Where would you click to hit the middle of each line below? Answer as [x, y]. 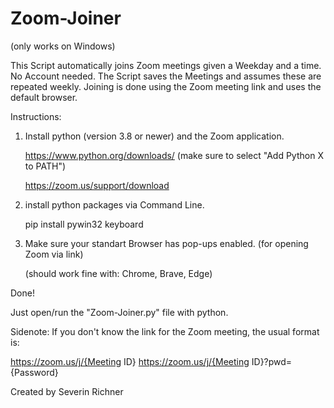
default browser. [44, 97]
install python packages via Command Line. [114, 204]
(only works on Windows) [63, 46]
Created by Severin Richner [67, 391]
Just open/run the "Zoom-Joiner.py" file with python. [119, 312]
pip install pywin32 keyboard [84, 224]
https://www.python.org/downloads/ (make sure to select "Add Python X [174, 155]
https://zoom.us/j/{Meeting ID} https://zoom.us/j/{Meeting [130, 361]
